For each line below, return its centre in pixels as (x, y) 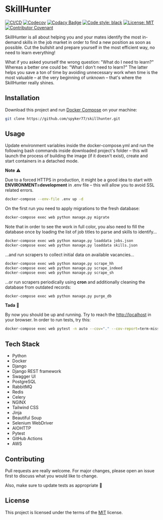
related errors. (19, 190)
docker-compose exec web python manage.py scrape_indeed (64, 268)
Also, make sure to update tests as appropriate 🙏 (54, 485)
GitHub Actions (27, 439)
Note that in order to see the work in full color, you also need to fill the (75, 227)
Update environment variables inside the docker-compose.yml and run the (79, 146)
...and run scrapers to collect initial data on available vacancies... (70, 255)
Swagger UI (24, 376)
